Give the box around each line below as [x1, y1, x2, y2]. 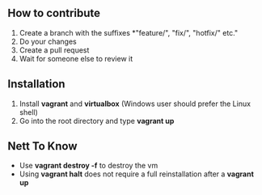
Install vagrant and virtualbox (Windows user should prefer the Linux [19, 99, 251, 108]
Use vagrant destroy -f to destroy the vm [19, 161, 158, 171]
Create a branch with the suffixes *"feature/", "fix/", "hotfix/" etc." [19, 28, 239, 37]
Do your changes [19, 36, 78, 46]
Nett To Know [7, 139, 78, 153]
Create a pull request [19, 45, 90, 55]
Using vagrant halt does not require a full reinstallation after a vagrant [19, 169, 254, 179]
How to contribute [7, 6, 101, 20]
